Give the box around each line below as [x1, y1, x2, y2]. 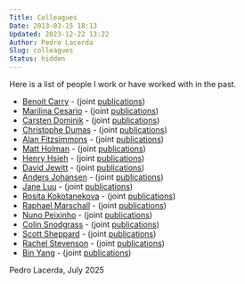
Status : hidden [9, 54, 66, 63]
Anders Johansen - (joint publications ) [21, 172, 164, 183]
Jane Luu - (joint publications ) [21, 182, 134, 191]
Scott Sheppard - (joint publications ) [21, 229, 157, 239]
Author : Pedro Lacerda [9, 37, 94, 47]
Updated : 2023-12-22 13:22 [9, 29, 110, 38]
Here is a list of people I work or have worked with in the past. [9, 79, 237, 89]
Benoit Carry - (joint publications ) [21, 96, 145, 107]
